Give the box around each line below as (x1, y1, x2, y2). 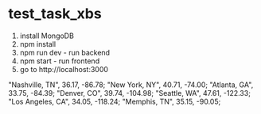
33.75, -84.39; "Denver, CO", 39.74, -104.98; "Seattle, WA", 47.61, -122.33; (8, 88, 251, 97)
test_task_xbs (8, 5, 102, 23)
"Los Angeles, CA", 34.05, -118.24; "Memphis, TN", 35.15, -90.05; (8, 97, 221, 106)
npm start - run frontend (19, 56, 100, 66)
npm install (19, 39, 56, 48)
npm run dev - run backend (19, 47, 110, 57)
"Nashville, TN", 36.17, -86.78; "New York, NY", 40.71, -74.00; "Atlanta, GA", (8, 80, 254, 89)
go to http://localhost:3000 (19, 64, 109, 74)
